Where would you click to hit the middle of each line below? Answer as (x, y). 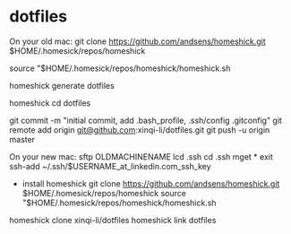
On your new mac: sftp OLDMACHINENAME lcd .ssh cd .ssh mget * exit (141, 156)
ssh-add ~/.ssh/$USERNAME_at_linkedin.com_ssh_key (111, 166)
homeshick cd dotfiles (50, 103)
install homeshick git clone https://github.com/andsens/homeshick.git (151, 183)
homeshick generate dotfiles (62, 85)
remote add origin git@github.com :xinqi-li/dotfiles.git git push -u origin (140, 130)
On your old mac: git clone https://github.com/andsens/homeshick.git (137, 41)
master (22, 139)
